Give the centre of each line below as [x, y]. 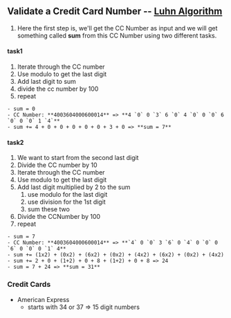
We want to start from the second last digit [78, 158]
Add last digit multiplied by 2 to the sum [74, 187]
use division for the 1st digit [66, 202]
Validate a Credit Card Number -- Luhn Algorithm [115, 11]
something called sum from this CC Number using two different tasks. [117, 35]
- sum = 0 [21, 109]
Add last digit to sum [46, 82]
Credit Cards [29, 285]
